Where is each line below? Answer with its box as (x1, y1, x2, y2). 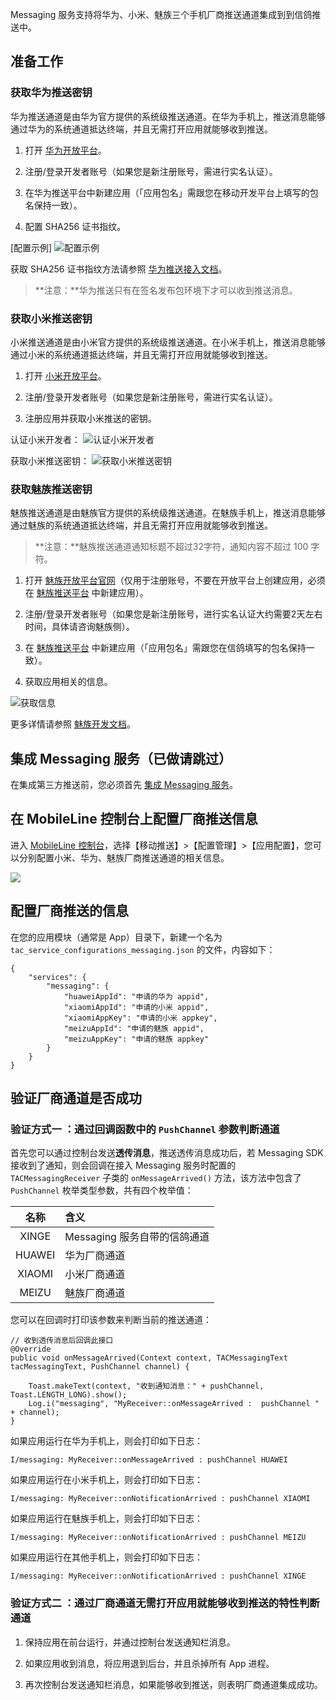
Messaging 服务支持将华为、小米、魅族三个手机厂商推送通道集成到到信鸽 (10, 9, 313, 20)
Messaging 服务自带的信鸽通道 (64, 1230, 210, 1244)
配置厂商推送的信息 (10, 903, 129, 920)
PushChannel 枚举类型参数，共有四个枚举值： (10, 1184, 194, 1197)
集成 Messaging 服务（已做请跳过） (10, 750, 233, 767)
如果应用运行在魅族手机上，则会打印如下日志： (10, 1513, 203, 1525)
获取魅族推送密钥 (10, 482, 93, 496)
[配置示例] (10, 241, 53, 253)
